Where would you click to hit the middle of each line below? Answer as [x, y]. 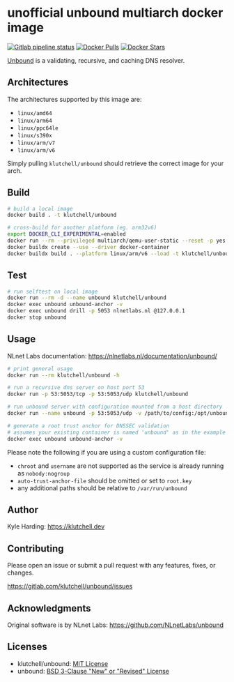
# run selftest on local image [53, 291]
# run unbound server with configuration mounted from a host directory [115, 407]
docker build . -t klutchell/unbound [62, 215]
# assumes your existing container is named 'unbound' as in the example [117, 432]
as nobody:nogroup [44, 473]
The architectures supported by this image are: [75, 99]
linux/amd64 [34, 113]
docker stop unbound [37, 317]
